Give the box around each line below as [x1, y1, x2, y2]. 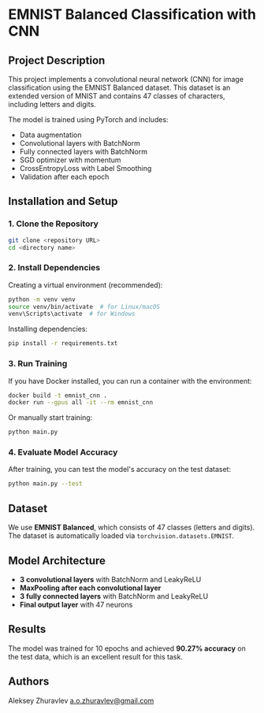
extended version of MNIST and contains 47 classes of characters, [8, 91, 225, 100]
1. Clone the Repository [8, 218, 99, 229]
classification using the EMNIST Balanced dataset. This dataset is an [8, 83, 231, 92]
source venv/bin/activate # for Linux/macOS [8, 303, 160, 310]
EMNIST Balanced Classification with [8, 6, 256, 24]
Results [8, 622, 46, 636]
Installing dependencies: [8, 325, 88, 334]
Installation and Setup [8, 195, 118, 208]
